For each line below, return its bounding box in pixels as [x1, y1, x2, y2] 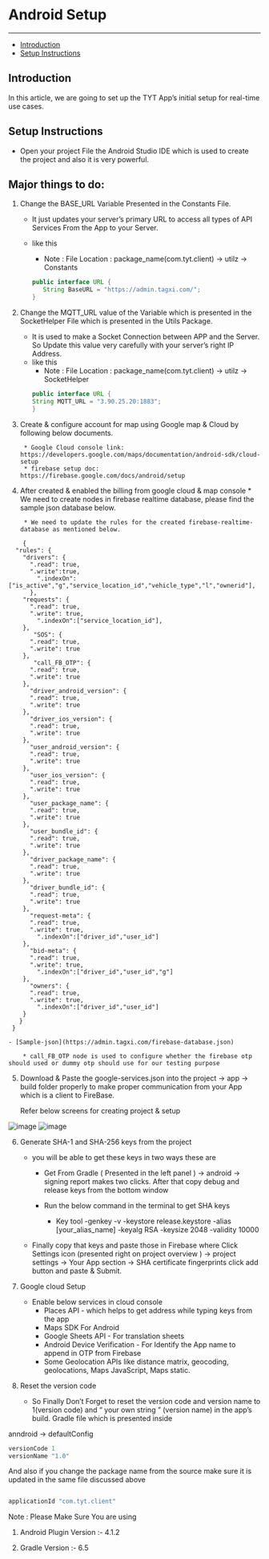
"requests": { [22, 596, 70, 604]
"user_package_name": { [29, 799, 110, 808]
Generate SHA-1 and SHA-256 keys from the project [19, 1137, 192, 1146]
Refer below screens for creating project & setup [19, 1105, 181, 1115]
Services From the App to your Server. [31, 223, 159, 233]
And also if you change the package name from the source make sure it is [8, 1467, 252, 1476]
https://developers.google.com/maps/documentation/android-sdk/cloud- [19, 450, 261, 458]
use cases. [8, 101, 44, 111]
